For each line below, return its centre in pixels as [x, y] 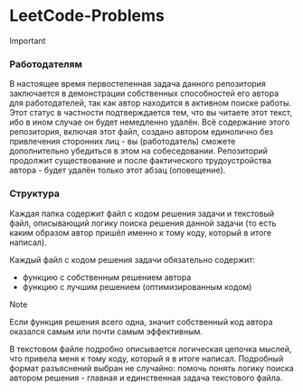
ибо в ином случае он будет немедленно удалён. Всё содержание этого [150, 122]
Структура [35, 193]
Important [28, 41]
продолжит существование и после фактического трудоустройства [140, 161]
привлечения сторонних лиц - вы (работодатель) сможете [123, 142]
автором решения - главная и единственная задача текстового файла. [146, 378]
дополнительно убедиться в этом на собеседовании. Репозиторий [139, 151]
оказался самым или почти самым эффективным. [106, 331]
